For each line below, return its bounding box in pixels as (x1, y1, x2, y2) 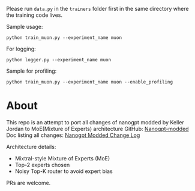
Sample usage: (6, 23, 43, 30)
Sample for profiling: (6, 67, 57, 74)
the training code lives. (6, 11, 63, 19)
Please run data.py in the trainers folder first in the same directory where (6, 5, 189, 12)
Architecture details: (6, 143, 56, 150)
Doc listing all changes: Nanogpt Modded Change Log (6, 132, 140, 139)
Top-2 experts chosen (14, 161, 70, 168)
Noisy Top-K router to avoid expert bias (14, 168, 113, 175)
